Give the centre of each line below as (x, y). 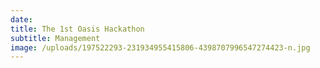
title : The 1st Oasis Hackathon (77, 29)
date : (21, 19)
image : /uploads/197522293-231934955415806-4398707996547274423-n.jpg (160, 47)
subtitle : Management (55, 38)
